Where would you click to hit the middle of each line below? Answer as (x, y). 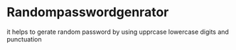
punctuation (24, 39)
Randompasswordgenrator (88, 12)
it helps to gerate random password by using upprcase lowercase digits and (118, 32)
